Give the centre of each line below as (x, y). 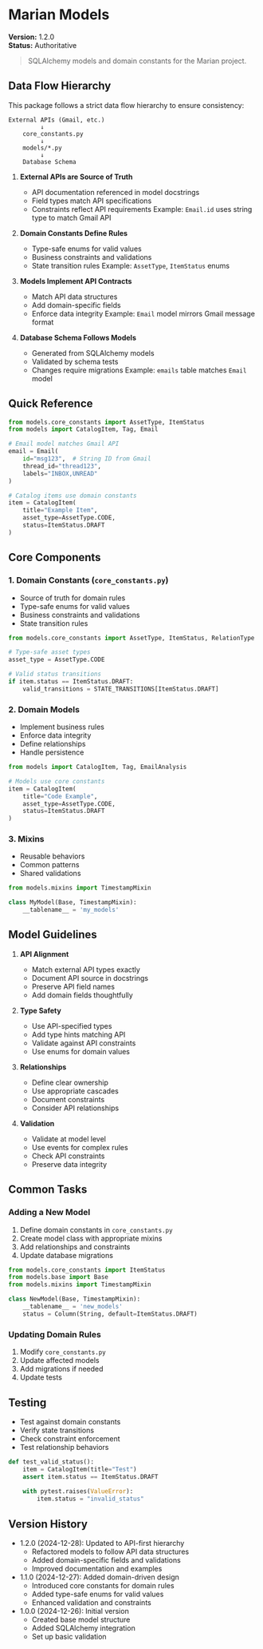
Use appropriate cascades (75, 1091)
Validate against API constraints (84, 1043)
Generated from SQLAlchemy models (93, 353)
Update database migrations (67, 1255)
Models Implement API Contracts (76, 281)
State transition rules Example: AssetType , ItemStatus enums (131, 265)
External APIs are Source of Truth (76, 177)
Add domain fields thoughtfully (82, 995)
